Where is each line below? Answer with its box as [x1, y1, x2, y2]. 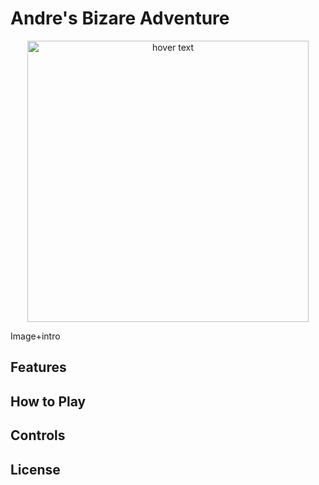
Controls [10, 427, 66, 444]
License [10, 461, 61, 478]
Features [10, 359, 67, 376]
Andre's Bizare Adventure [10, 7, 230, 30]
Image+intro [10, 330, 61, 342]
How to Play [10, 393, 87, 410]
